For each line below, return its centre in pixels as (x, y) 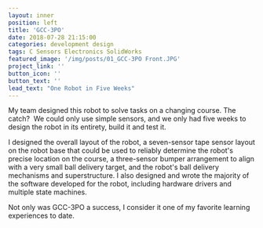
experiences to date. (41, 215)
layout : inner (31, 15)
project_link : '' (37, 67)
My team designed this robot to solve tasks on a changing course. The (122, 110)
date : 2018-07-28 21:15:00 (52, 37)
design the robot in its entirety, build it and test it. (87, 127)
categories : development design (61, 45)
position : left (33, 23)
